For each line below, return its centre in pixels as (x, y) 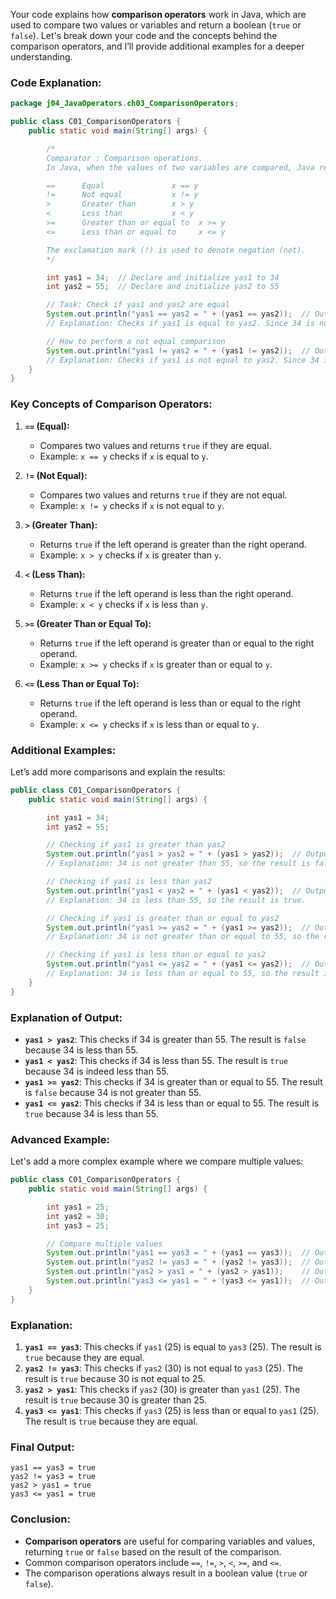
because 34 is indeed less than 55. (97, 1071)
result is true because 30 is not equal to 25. (115, 1379)
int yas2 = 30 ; (78, 1216)
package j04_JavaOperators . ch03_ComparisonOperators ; (125, 104)
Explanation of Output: (66, 1017)
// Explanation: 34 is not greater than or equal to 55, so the (183, 937)
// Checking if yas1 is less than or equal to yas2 (156, 955)
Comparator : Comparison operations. (124, 158)
